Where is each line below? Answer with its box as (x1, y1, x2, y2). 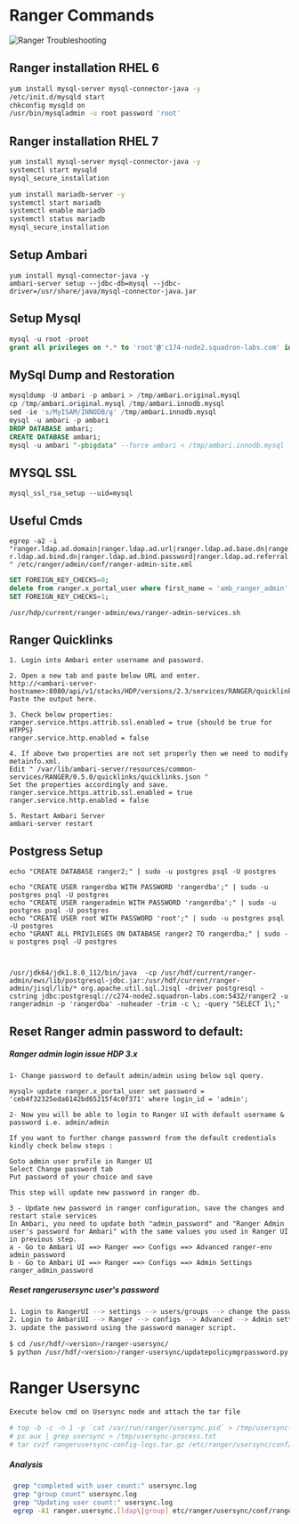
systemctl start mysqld (9, 166, 98, 174)
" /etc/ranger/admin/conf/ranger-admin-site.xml (9, 560, 193, 569)
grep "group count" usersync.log (12, 1490, 138, 1499)
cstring (9, 992, 38, 1001)
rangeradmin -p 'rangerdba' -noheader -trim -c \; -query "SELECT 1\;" (9, 1000, 280, 1009)
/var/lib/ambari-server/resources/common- (36, 765, 198, 774)
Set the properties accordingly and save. (9, 781, 169, 790)
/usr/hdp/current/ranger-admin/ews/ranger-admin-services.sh (9, 608, 241, 617)
